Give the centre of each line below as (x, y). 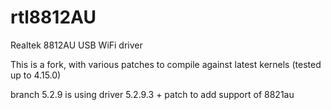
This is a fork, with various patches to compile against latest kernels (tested (166, 64)
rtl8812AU (53, 17)
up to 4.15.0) (36, 75)
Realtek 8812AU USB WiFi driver (76, 45)
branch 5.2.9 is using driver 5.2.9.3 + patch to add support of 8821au (152, 94)
